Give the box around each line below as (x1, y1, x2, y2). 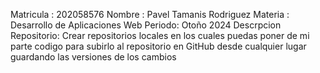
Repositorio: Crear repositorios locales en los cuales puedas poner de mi (10, 30, 310, 41)
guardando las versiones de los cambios (10, 51, 177, 63)
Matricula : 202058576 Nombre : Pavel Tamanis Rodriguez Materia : (10, 9, 290, 20)
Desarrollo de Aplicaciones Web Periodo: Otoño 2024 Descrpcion (10, 19, 282, 31)
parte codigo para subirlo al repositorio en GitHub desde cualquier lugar (10, 40, 307, 52)
